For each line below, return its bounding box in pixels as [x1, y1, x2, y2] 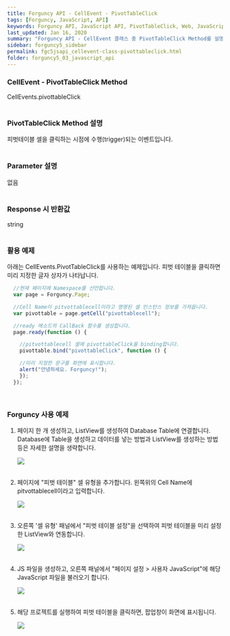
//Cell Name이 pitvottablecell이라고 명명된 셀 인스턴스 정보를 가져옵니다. [13, 303, 209, 310]
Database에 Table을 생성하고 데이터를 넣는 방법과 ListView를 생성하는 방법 [16, 435, 218, 444]
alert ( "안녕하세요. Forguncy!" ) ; [19, 366, 107, 373]
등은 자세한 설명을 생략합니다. [16, 444, 97, 452]
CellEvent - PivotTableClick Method [7, 77, 128, 86]
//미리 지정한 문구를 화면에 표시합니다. [19, 360, 116, 367]
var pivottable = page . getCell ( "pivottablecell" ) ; [13, 309, 161, 317]
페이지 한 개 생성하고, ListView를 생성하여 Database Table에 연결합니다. [16, 427, 211, 435]
